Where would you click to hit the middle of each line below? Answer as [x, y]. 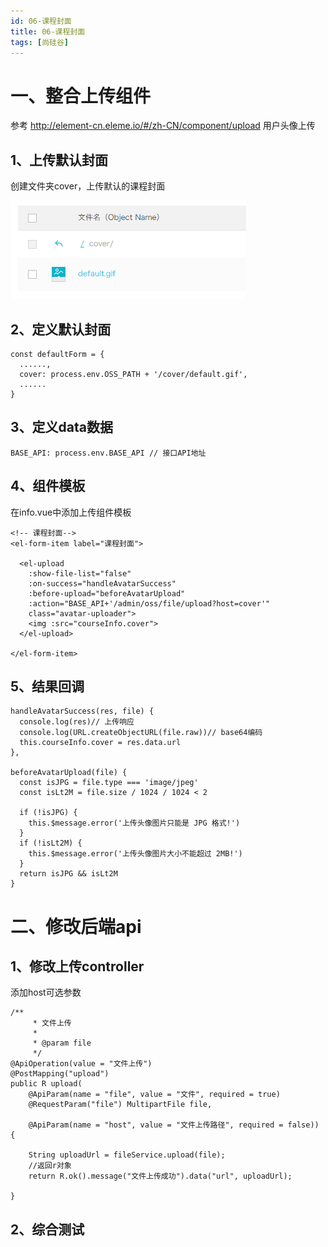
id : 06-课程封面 [41, 21]
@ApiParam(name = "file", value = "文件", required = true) [154, 1095]
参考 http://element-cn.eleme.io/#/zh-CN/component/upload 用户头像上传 [163, 126]
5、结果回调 [47, 686]
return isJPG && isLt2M [68, 874]
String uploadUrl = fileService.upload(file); [127, 1155]
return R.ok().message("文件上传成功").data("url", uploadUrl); [160, 1176]
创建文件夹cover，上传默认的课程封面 [88, 186]
